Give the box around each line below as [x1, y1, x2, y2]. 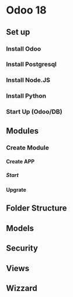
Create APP [6, 158, 35, 165]
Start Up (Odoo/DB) [6, 108, 62, 116]
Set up [6, 27, 30, 37]
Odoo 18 [6, 4, 47, 17]
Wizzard [6, 283, 38, 293]
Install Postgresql [6, 60, 57, 68]
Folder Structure [6, 203, 67, 213]
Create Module [6, 144, 50, 152]
